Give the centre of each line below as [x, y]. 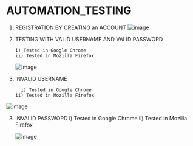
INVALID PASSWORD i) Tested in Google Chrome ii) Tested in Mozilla [101, 118]
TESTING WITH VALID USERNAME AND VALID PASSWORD [89, 39]
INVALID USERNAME [41, 78]
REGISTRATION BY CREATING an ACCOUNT [70, 27]
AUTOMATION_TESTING [69, 11]
